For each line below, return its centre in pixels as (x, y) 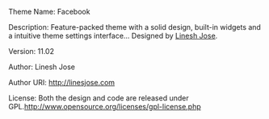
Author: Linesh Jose (42, 67)
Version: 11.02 (32, 51)
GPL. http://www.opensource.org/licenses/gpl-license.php (105, 107)
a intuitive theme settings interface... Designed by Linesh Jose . (113, 36)
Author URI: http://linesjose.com (62, 82)
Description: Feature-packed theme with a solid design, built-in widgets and (134, 27)
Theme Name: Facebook (49, 12)
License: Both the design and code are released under (99, 98)
